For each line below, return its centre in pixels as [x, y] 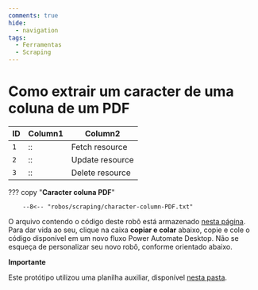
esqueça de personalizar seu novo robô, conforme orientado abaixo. [120, 246]
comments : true [33, 15]
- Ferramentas [39, 45]
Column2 [102, 133]
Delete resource [101, 173]
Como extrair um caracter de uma [121, 92]
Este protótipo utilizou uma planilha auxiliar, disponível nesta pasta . [118, 277]
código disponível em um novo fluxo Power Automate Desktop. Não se [124, 238]
